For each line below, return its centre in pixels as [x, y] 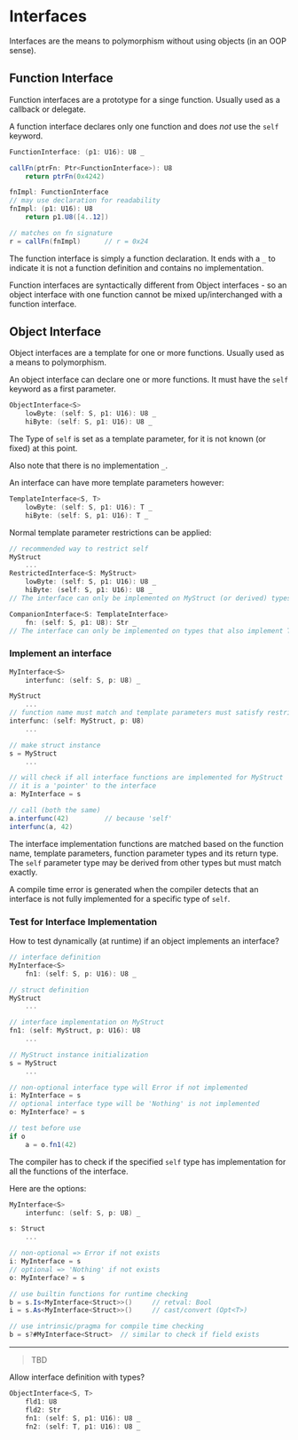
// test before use [45, 1128]
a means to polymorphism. [58, 362]
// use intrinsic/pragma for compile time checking [106, 1326]
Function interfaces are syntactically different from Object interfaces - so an [148, 285]
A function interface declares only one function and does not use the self [144, 126]
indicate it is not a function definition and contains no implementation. [137, 267]
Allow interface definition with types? [77, 1377]
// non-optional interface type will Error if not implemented [129, 1088]
